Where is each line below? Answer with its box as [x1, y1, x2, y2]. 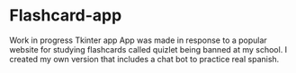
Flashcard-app [9, 5, 122, 26]
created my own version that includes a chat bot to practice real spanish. [9, 53, 280, 64]
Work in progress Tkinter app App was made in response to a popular [9, 35, 267, 45]
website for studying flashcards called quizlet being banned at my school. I [9, 44, 288, 54]
